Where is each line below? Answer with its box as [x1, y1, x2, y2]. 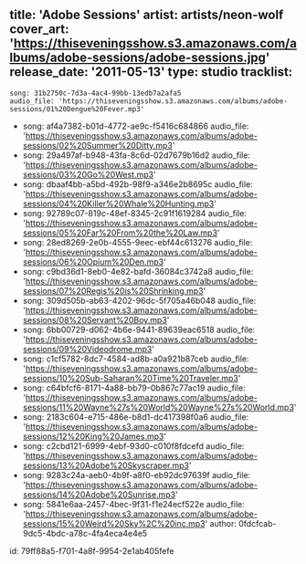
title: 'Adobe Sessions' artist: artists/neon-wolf [9, 7, 284, 23]
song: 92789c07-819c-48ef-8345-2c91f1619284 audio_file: [22, 207, 247, 218]
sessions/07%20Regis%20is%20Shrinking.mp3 [22, 285, 204, 296]
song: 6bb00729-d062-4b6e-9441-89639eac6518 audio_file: [22, 324, 256, 335]
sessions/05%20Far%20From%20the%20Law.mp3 [22, 227, 217, 238]
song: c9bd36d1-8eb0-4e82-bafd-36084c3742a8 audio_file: [22, 266, 254, 277]
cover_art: [9, 22, 69, 37]
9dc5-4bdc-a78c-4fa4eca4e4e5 [22, 527, 148, 538]
